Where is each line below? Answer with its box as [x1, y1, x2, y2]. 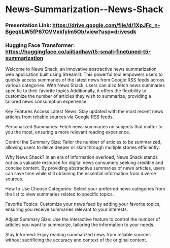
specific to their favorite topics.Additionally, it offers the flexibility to [5, 88, 147, 94]
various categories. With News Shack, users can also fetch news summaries [5, 82, 165, 89]
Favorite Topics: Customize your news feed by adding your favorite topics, [5, 201, 161, 207]
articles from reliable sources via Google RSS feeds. [5, 114, 114, 120]
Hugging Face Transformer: [5, 42, 75, 49]
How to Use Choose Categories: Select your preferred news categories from [5, 186, 165, 192]
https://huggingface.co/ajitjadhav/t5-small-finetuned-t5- [5, 48, 151, 56]
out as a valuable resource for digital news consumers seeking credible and [5, 159, 163, 166]
